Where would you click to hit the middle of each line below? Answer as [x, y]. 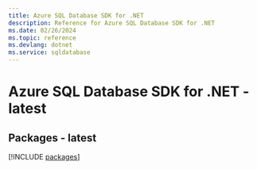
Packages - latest [53, 138]
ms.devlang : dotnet [41, 45]
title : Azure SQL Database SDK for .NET [76, 15]
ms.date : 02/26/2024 [43, 30]
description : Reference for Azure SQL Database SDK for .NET [112, 23]
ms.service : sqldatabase [49, 52]
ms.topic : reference [43, 38]
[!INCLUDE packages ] [44, 157]
